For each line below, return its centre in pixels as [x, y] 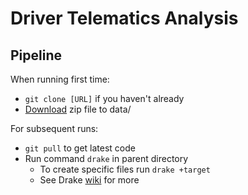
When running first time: [60, 79]
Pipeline [36, 55]
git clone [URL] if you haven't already [104, 98]
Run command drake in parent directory [106, 158]
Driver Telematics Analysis [124, 18]
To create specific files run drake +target [125, 169]
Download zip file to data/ [78, 109]
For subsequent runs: [54, 128]
